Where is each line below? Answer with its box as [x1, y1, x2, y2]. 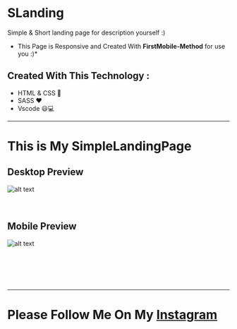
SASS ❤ [17, 96, 42, 104]
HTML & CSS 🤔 [17, 88, 62, 97]
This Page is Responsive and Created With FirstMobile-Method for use [17, 42, 226, 50]
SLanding [7, 5, 65, 21]
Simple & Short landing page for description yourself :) [7, 28, 166, 37]
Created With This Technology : [7, 70, 150, 82]
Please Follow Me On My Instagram [7, 306, 218, 323]
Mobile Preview [7, 220, 77, 232]
